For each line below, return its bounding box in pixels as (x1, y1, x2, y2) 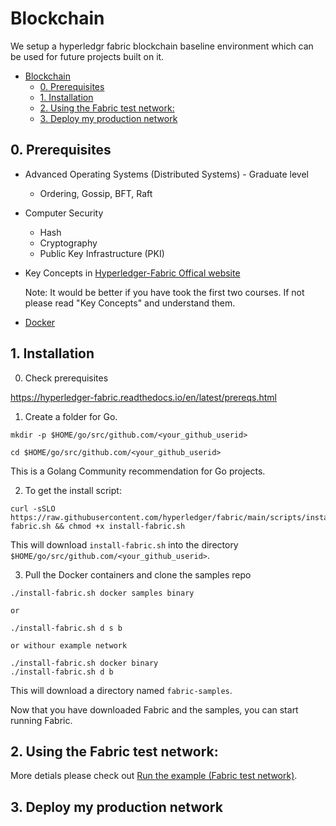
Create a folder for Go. (24, 410, 118, 422)
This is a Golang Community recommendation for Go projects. (10, 465, 266, 477)
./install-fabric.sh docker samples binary (10, 588, 195, 598)
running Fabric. (10, 714, 73, 726)
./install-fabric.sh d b (10, 667, 114, 677)
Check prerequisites (24, 372, 109, 384)
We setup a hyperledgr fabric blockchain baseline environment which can (10, 40, 314, 52)
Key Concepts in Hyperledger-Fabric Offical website (24, 267, 241, 279)
